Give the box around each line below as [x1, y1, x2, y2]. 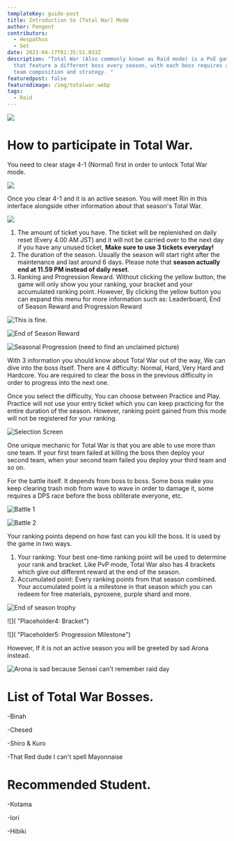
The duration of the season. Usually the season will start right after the [17, 250, 220, 258]
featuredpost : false [7, 74, 68, 82]
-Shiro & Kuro [7, 739, 47, 747]
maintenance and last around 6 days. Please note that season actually [17, 258, 221, 266]
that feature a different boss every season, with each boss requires [13, 62, 223, 69]
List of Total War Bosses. [7, 689, 154, 705]
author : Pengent [7, 23, 54, 30]
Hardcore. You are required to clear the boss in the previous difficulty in [7, 370, 213, 379]
